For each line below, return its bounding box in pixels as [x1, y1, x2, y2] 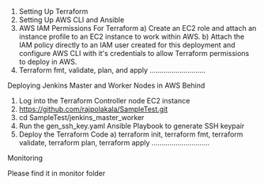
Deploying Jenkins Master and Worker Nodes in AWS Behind [7, 81, 206, 90]
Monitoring [7, 153, 43, 163]
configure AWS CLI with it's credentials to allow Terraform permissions [18, 49, 250, 58]
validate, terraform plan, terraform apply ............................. [18, 138, 210, 147]
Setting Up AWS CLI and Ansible [18, 15, 125, 24]
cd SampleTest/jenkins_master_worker [18, 113, 145, 122]
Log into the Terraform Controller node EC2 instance [18, 96, 190, 105]
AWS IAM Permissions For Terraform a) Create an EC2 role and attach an [18, 24, 257, 32]
